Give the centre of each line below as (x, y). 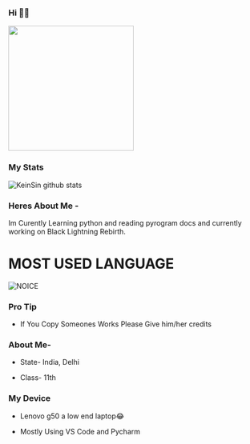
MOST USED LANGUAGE (91, 264)
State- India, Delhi (50, 362)
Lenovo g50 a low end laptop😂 (72, 416)
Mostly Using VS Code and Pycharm (80, 431)
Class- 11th (38, 378)
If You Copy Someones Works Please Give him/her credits (116, 324)
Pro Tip (23, 306)
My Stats (26, 167)
